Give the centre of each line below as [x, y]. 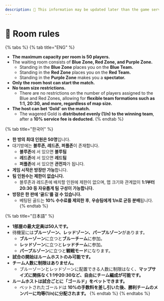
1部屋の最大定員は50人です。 [41, 226]
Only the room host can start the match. [53, 82]
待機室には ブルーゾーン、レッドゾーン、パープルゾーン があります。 [80, 232]
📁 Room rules [32, 33]
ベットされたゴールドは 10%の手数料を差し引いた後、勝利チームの [86, 287]
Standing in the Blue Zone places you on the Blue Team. [76, 67]
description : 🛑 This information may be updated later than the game [77, 10]
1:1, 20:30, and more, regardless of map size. [66, 103]
